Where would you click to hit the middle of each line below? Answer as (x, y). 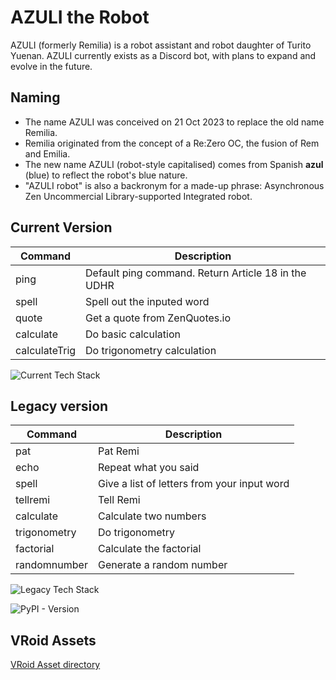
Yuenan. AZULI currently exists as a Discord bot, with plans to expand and (163, 55)
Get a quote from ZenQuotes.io (158, 318)
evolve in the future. (51, 66)
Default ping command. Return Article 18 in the (196, 273)
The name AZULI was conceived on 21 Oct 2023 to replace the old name (174, 122)
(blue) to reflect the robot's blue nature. (106, 175)
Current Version (61, 227)
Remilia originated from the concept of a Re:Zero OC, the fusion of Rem (172, 143)
